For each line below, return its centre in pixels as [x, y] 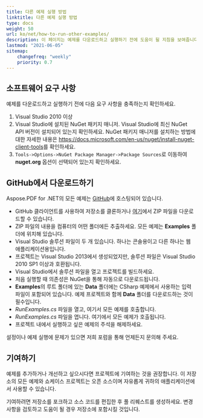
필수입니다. [28, 302]
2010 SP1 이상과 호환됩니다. [48, 264]
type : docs [20, 23]
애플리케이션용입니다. [40, 249]
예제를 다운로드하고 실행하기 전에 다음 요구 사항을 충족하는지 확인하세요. [91, 104]
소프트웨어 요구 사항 [41, 88]
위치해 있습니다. [45, 234]
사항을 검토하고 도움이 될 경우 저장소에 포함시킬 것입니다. [73, 409]
